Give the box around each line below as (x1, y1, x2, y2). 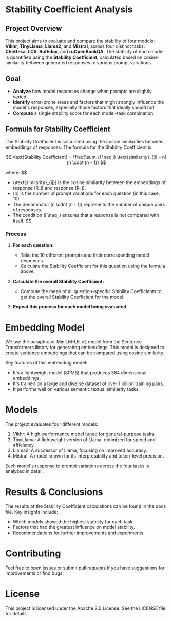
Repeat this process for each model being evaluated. (12, 303, 128, 309)
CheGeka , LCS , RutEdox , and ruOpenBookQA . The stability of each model (5, 49, 164, 54)
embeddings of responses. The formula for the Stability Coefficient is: (5, 144, 153, 150)
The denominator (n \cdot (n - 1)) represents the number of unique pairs (12, 201, 165, 207)
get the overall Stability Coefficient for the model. (20, 294, 125, 300)
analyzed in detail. (5, 468, 44, 474)
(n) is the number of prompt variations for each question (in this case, (12, 190, 160, 196)
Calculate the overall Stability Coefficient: (12, 278, 104, 284)
